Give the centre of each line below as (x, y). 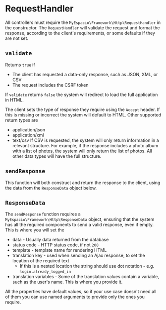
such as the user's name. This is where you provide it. (67, 282)
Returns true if (20, 65)
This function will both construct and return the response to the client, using (83, 183)
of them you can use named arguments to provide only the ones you (75, 297)
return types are (22, 120)
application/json (29, 129)
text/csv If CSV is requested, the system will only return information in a (86, 140)
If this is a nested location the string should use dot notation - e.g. (87, 266)
